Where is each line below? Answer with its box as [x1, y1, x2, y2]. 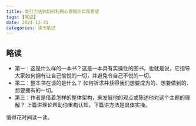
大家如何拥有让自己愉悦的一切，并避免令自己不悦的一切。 [14, 72, 154, 79]
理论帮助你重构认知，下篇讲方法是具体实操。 [42, 101, 151, 108]
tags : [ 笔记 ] [6, 14, 36, 20]
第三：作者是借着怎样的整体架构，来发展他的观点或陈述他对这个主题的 [14, 94, 185, 101]
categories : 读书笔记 [6, 25, 56, 31]
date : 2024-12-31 [6, 19, 49, 25]
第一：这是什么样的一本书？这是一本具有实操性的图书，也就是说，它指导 [14, 65, 190, 72]
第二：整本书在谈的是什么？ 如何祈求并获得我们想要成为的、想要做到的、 [14, 80, 192, 87]
